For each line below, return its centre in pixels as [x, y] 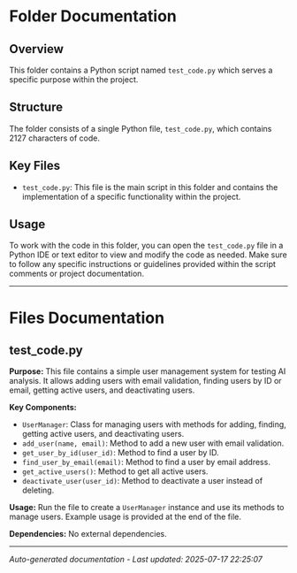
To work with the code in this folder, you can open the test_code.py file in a [146, 246]
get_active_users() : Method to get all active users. [115, 471]
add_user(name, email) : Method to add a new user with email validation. [153, 443]
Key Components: [43, 408]
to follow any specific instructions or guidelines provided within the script [143, 264]
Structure [36, 107]
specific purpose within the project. [74, 80]
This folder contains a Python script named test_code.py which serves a [141, 70]
